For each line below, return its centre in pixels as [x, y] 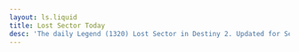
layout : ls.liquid [43, 17]
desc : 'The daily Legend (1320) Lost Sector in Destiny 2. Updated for [145, 33]
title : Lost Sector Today [57, 26]
